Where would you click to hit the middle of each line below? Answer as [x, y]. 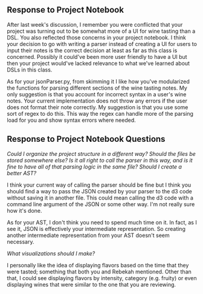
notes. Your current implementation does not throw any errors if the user [97, 101]
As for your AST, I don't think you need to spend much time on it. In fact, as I [102, 222]
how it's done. [24, 210]
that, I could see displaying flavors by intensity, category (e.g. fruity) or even [102, 278]
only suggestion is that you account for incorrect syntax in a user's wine [97, 94]
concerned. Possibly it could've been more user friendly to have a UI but [97, 56]
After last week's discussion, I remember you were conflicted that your [95, 24]
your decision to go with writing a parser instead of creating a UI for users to [102, 44]
